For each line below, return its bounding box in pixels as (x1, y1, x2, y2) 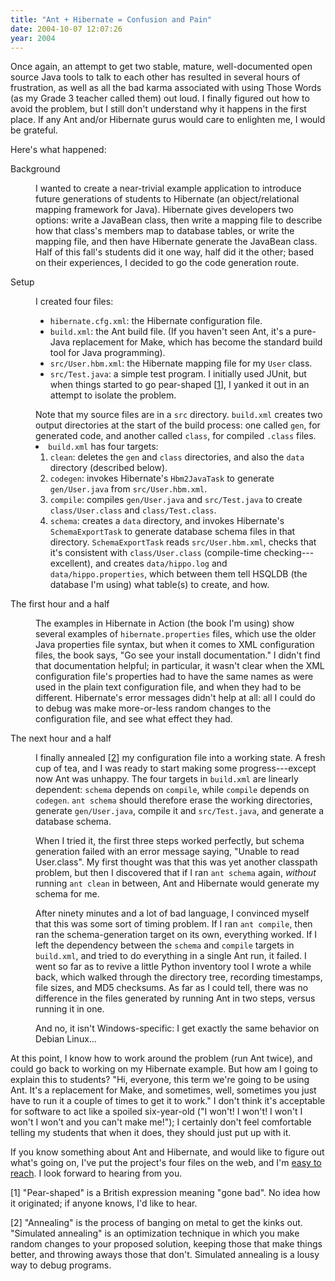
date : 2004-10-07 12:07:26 (10, 24, 123, 34)
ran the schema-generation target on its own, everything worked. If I (35, 929, 318, 941)
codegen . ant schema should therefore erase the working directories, (35, 794, 313, 806)
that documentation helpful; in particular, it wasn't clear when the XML (35, 660, 325, 672)
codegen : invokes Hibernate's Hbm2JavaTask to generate (49, 472, 275, 485)
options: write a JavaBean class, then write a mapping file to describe (35, 214, 323, 226)
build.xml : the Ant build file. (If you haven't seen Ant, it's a (49, 326, 292, 338)
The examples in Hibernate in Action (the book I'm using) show (35, 617, 295, 630)
